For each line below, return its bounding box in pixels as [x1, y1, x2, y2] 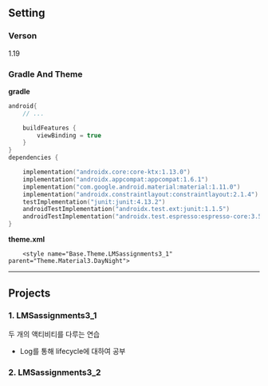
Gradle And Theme [8, 68, 83, 79]
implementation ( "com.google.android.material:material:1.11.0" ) [22, 183, 241, 191]
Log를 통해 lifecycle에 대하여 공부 [19, 346, 126, 356]
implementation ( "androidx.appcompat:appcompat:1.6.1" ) [22, 175, 209, 183]
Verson [8, 30, 37, 42]
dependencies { [8, 153, 59, 162]
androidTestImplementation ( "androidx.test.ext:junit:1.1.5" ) [22, 205, 230, 213]
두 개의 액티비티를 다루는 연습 [8, 329, 100, 339]
